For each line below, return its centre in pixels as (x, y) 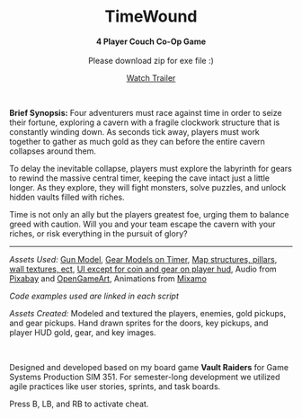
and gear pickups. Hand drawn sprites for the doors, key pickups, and (139, 323)
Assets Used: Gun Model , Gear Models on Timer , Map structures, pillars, (143, 259)
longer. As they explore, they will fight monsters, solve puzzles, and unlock (148, 187)
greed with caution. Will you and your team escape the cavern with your (142, 224)
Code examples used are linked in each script (94, 296)
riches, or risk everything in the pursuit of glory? (98, 233)
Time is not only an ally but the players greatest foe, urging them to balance (149, 214)
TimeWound (151, 17)
